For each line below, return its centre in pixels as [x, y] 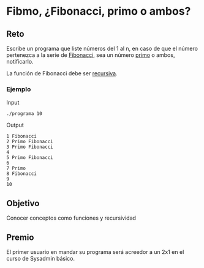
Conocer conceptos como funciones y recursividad [71, 218]
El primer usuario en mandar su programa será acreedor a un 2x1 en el [95, 251]
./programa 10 [25, 114]
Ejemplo [19, 89]
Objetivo [23, 203]
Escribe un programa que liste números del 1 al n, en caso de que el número [102, 48]
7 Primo [16, 169]
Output [15, 125]
